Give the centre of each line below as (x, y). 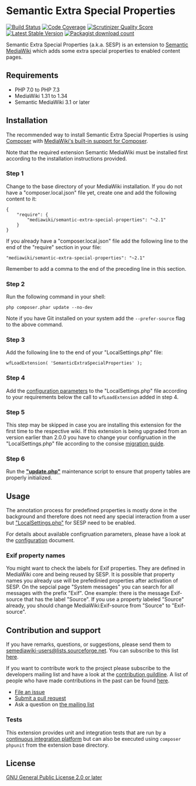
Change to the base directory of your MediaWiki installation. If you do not (94, 186)
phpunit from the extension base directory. (58, 745)
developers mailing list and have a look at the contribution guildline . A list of (97, 675)
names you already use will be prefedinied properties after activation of (92, 581)
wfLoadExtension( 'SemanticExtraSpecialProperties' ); (74, 363)
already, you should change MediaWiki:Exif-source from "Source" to (88, 605)
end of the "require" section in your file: (54, 247)
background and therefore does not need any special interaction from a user (98, 516)
